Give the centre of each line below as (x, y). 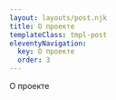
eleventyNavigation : (48, 43)
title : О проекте (42, 26)
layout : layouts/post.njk (58, 18)
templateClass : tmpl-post (58, 35)
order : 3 (34, 60)
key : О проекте (46, 52)
